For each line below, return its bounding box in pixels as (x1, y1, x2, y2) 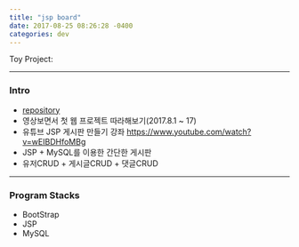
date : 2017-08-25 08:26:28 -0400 (9, 21, 133, 30)
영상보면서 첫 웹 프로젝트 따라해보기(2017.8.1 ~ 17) (21, 115, 198, 125)
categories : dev (9, 29, 69, 38)
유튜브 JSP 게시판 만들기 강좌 (21, 126, 125, 137)
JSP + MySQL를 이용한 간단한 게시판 (21, 147, 152, 157)
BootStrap (21, 209, 60, 219)
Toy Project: (9, 54, 53, 65)
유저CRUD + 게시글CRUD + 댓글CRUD (21, 157, 158, 169)
